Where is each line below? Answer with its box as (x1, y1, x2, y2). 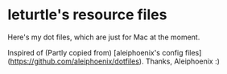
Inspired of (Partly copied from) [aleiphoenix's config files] (7, 47, 202, 57)
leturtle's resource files (7, 6, 167, 24)
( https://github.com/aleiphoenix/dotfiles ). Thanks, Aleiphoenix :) (7, 56, 221, 66)
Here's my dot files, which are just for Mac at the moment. (7, 32, 200, 42)
